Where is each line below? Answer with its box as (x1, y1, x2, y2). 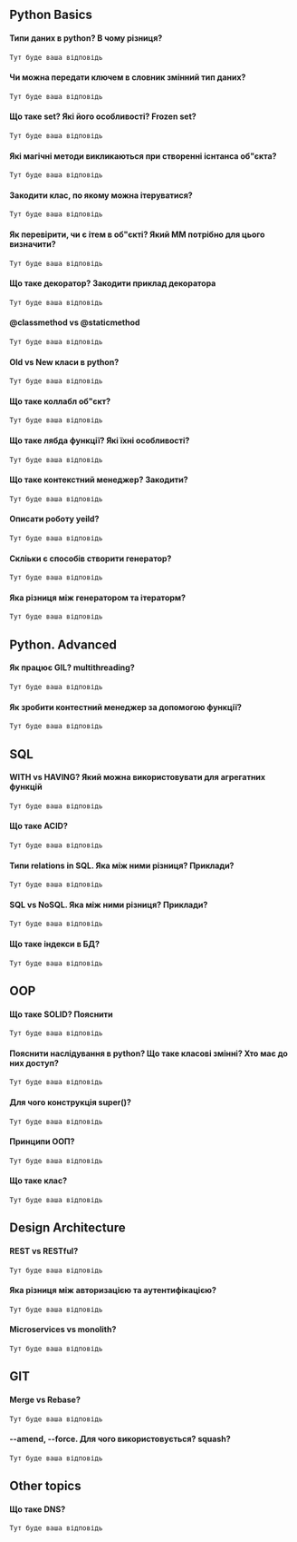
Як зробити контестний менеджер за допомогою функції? (9, 701, 243, 712)
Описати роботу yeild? (9, 513, 100, 525)
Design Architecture (9, 1221, 126, 1236)
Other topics (9, 1478, 81, 1494)
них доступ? (9, 1057, 59, 1068)
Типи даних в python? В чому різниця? (9, 32, 163, 44)
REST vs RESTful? (9, 1246, 79, 1257)
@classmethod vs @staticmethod (9, 317, 140, 328)
